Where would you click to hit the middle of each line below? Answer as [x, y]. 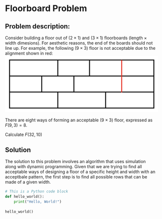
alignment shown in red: [29, 53]
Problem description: [38, 26]
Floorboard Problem [46, 8]
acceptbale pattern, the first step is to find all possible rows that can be [76, 176]
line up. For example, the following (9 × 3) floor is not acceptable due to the [80, 48]
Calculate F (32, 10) [24, 135]
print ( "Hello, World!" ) [38, 202]
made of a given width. [28, 182]
